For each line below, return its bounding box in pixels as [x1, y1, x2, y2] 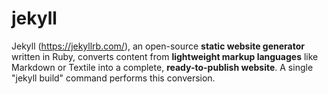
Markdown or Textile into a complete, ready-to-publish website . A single [11, 61, 314, 73]
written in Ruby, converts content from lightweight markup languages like [11, 50, 319, 62]
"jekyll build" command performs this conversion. [11, 72, 216, 84]
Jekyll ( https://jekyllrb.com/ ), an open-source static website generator [11, 40, 306, 52]
